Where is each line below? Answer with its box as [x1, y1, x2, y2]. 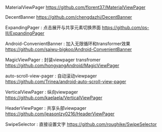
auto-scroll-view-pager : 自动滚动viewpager [5, 73, 97, 79]
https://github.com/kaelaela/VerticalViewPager [5, 95, 102, 101]
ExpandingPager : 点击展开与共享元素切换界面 [5, 25, 101, 30]
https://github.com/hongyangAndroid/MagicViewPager [5, 63, 120, 68]
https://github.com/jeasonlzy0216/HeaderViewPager [5, 111, 115, 117]
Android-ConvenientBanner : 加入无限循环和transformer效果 [5, 40, 131, 47]
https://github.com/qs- [101, 25, 149, 30]
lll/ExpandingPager [5, 30, 44, 36]
